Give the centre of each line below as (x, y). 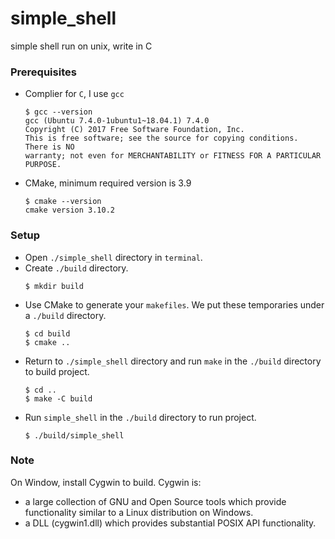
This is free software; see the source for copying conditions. (161, 138)
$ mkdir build (54, 286)
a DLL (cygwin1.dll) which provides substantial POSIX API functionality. (170, 523)
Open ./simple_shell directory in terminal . (113, 257)
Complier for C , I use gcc (74, 94)
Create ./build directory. (76, 268)
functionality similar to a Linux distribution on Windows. (139, 512)
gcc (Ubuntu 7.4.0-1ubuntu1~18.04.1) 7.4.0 (117, 121)
